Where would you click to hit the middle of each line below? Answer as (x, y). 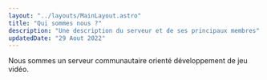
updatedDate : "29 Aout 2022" (57, 38)
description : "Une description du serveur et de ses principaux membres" (134, 30)
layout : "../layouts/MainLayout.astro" (75, 16)
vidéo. (19, 70)
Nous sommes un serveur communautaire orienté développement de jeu (128, 61)
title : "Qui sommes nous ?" (55, 23)
